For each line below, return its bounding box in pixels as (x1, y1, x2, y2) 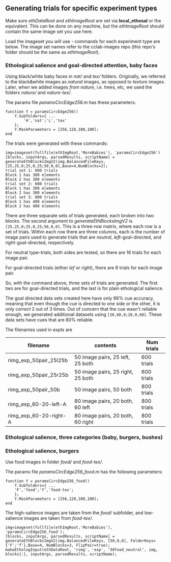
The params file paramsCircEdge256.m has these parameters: (5, 99, 136, 106)
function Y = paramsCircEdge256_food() (5, 479, 90, 484)
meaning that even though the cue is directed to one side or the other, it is (5, 301, 160, 307)
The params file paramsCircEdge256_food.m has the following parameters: (5, 469, 163, 475)
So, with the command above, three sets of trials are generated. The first (5, 280, 158, 286)
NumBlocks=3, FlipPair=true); (46, 543, 110, 548)
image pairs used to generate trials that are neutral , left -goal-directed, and (5, 234, 162, 241)
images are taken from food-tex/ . (23, 515, 93, 521)
